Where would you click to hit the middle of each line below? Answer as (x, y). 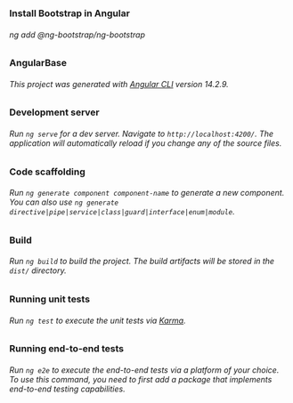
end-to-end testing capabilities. (68, 389)
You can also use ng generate (64, 202)
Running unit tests (50, 299)
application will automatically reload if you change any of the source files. (146, 143)
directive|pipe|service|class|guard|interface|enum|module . (122, 212)
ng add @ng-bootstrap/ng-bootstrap (77, 35)
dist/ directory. (38, 270)
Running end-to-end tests (67, 349)
